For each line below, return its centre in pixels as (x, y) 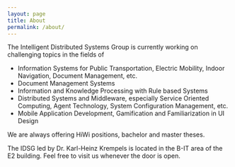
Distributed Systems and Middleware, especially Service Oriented (113, 98)
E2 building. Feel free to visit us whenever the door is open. (94, 156)
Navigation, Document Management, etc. (78, 76)
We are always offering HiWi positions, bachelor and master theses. (106, 134)
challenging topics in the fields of (56, 54)
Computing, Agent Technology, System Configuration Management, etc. (123, 106)
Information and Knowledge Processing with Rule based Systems (113, 91)
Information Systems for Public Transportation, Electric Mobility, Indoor (121, 69)
